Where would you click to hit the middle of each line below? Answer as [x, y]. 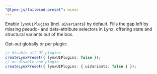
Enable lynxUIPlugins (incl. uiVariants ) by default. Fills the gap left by [77, 24]
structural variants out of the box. [39, 34]
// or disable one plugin [32, 62]
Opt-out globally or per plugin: [36, 44]
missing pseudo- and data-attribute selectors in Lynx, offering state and [79, 29]
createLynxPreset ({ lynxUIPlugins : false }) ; [53, 57]
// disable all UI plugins [33, 53]
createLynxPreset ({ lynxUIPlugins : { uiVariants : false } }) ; [71, 67]
